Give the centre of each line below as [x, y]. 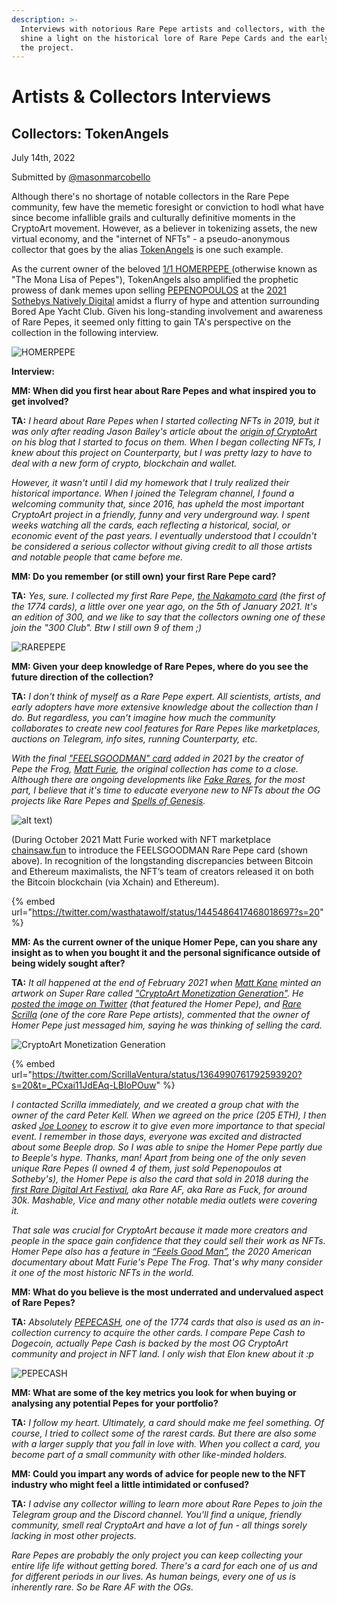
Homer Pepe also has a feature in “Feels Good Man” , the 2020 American [162, 1252]
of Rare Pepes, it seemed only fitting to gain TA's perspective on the [151, 322]
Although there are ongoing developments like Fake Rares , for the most [158, 780]
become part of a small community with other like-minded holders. [149, 1455]
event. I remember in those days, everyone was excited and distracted [156, 1137]
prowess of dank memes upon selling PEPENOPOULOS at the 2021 [149, 290]
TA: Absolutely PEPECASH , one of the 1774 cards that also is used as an [161, 1322]
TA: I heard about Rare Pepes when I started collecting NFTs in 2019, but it [165, 421]
